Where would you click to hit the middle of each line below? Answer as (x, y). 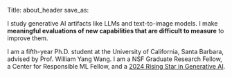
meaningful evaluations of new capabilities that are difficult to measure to (116, 31)
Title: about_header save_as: (48, 10)
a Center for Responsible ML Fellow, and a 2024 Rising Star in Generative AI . (116, 66)
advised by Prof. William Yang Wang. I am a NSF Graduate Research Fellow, (115, 59)
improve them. (28, 38)
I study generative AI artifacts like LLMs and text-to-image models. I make (113, 23)
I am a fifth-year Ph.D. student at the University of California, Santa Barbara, (115, 52)
